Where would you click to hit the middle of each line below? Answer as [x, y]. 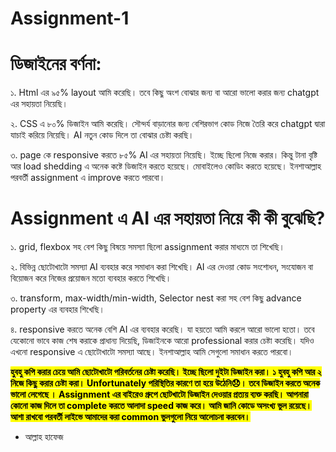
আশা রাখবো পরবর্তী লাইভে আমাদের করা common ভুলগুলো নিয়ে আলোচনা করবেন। [130, 417]
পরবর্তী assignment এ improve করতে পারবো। [88, 178]
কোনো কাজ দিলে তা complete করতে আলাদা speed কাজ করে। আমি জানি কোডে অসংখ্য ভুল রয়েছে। [161, 406]
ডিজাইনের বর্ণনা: [56, 64]
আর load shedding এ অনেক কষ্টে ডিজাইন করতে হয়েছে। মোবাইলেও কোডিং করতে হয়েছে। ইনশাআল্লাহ [166, 166]
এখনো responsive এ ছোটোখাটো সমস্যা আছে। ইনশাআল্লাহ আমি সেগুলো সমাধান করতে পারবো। [152, 352]
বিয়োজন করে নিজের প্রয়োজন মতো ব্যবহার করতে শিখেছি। [91, 278]
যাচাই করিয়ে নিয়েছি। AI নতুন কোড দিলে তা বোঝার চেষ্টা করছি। [102, 135]
